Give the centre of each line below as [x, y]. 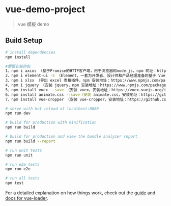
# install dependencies [31, 52]
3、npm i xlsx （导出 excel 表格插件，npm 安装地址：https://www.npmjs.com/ [83, 81]
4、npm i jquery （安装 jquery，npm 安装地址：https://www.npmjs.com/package [86, 85]
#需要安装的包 [18, 66]
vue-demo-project [45, 9]
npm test [15, 183]
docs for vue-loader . [27, 198]
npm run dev [18, 113]
